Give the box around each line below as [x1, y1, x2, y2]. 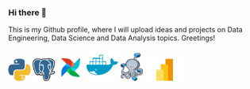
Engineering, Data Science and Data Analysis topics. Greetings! [8, 33, 216, 43]
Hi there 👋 [8, 7, 48, 18]
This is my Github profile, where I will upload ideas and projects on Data [8, 25, 244, 35]
